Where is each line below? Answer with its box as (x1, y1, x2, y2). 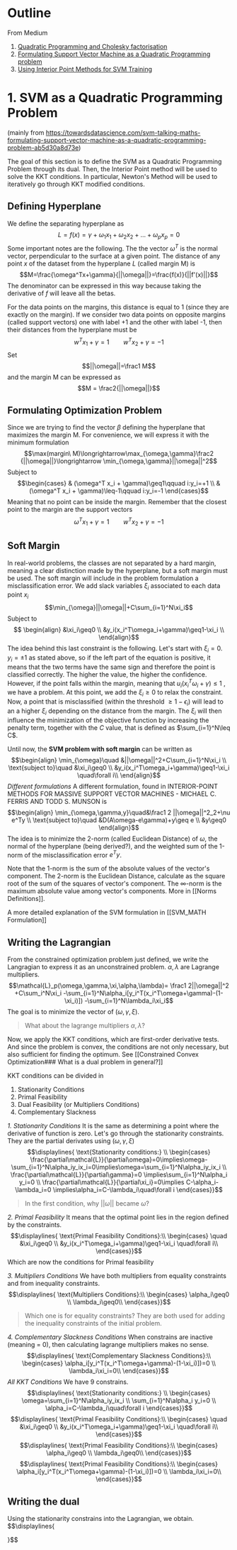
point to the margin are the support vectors (7, 506, 133, 514)
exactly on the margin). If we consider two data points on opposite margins (7, 310, 226, 319)
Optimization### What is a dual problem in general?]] (7, 1058, 163, 1066)
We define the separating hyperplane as (7, 219, 125, 228)
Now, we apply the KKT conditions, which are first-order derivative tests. (7, 1035, 219, 1044)
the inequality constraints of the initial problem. (24, 1319, 163, 1328)
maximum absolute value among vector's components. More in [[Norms (7, 887, 217, 895)
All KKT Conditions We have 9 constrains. (7, 1377, 129, 1386)
